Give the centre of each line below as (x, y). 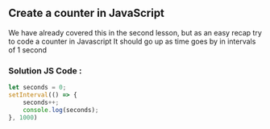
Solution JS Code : (45, 70)
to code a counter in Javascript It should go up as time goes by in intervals (132, 41)
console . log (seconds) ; (61, 110)
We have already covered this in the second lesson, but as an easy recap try (135, 32)
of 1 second (27, 50)
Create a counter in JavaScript (87, 13)
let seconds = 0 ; (37, 88)
